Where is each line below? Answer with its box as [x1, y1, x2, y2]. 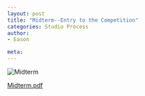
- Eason [7, 36, 30, 43]
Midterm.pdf [7, 81, 43, 89]
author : [7, 29, 30, 37]
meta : [7, 49, 23, 56]
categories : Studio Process [7, 23, 89, 30]
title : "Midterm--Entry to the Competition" [7, 17, 139, 24]
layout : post [7, 10, 45, 17]
